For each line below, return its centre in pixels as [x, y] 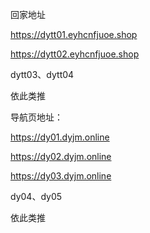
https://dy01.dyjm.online [60, 137]
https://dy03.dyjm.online [61, 176]
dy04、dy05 [36, 196]
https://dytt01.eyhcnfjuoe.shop [74, 34]
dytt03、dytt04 [42, 74]
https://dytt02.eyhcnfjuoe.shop [75, 54]
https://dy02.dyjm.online [61, 156]
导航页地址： [36, 117]
